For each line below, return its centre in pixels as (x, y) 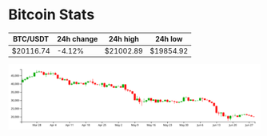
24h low (169, 39)
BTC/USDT (31, 39)
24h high (124, 39)
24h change (78, 39)
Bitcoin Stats (52, 15)
